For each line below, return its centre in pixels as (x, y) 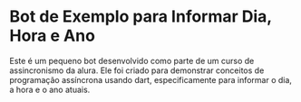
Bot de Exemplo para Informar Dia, (141, 17)
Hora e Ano (52, 36)
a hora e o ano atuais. (50, 89)
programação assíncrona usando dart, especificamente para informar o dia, (151, 79)
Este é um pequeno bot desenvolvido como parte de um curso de (132, 60)
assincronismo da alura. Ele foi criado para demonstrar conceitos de (137, 70)
